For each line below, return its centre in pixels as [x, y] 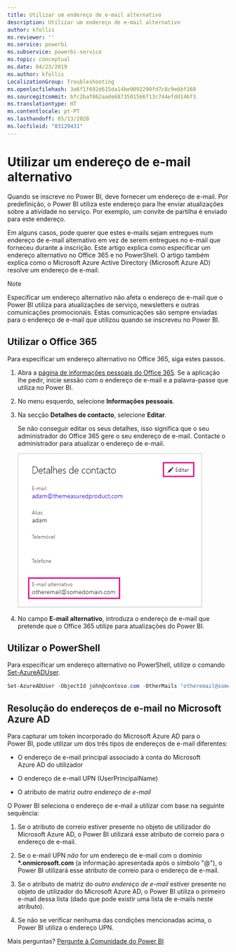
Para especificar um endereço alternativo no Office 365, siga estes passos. [116, 358]
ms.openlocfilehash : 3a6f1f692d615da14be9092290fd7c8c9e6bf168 [102, 89]
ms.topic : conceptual [39, 60]
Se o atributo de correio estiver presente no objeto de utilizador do [114, 827]
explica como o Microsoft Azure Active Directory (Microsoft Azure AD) [109, 262]
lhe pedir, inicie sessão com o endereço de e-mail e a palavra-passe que [123, 380]
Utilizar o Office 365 [52, 342]
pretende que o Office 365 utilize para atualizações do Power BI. [111, 626]
